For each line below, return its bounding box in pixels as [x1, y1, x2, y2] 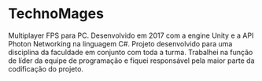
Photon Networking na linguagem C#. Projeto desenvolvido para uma [8, 39, 233, 48]
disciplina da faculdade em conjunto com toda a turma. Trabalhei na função [8, 47, 253, 57]
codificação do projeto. [8, 64, 84, 73]
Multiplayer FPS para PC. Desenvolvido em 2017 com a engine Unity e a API [8, 31, 254, 40]
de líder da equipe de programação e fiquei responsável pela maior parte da [8, 56, 255, 65]
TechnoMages [8, 5, 105, 23]
